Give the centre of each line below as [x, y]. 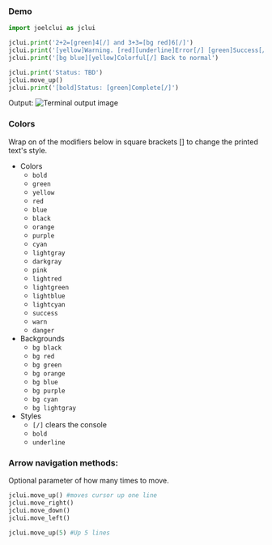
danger [43, 330]
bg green [47, 365]
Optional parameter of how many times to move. [89, 481]
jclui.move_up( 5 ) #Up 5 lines [59, 533]
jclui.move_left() [39, 518]
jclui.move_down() [39, 510]
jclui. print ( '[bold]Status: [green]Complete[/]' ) [94, 88]
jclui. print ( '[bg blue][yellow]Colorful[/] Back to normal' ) [114, 58]
